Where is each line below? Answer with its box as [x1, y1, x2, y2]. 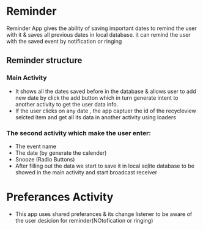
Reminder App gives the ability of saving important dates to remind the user [6, 24, 197, 32]
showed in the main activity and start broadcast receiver [15, 168, 158, 176]
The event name [15, 143, 57, 150]
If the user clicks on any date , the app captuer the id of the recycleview [15, 107, 197, 114]
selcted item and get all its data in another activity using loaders [15, 113, 176, 121]
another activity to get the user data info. [15, 100, 119, 108]
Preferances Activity [6, 190, 114, 204]
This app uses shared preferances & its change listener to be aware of [15, 210, 193, 218]
